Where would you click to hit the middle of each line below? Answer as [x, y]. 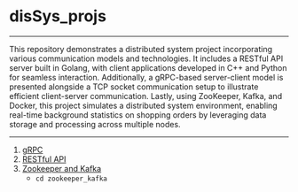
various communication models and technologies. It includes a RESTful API [146, 58]
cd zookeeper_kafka [71, 179]
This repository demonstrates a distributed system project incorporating [141, 49]
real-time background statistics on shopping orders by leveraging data [138, 115]
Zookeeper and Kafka [62, 168]
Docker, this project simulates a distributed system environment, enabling [143, 105]
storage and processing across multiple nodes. [95, 124]
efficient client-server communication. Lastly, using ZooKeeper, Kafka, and [145, 96]
